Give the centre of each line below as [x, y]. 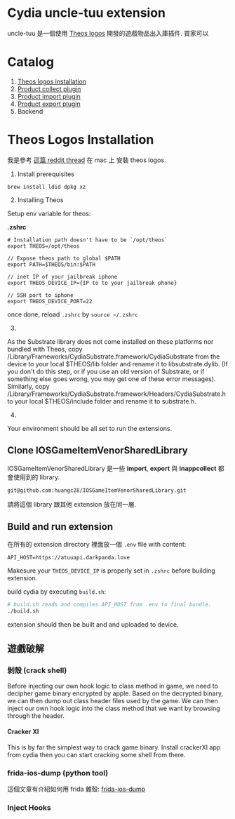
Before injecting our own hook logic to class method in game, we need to [113, 686]
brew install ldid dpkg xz [47, 187]
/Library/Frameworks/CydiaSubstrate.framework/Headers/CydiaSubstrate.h [117, 394]
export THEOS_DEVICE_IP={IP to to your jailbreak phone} [92, 283]
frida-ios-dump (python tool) [58, 773]
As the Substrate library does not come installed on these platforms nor [110, 341]
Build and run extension [60, 527]
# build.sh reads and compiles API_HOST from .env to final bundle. [109, 605]
